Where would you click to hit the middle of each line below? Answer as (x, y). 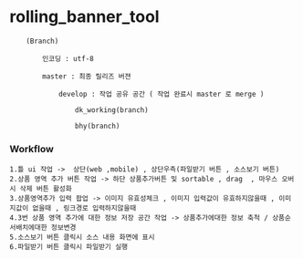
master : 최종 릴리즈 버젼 (87, 76)
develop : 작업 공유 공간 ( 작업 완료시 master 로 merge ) (161, 94)
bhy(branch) (97, 126)
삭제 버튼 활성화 (46, 189)
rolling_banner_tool (84, 17)
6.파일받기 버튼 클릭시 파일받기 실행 (69, 247)
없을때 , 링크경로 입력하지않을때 (84, 208)
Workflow (32, 149)
